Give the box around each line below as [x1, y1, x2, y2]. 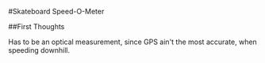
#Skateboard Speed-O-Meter [8, 7, 105, 16]
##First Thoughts [8, 22, 65, 31]
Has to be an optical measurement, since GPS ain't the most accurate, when [8, 37, 258, 46]
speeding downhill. [8, 46, 70, 54]
